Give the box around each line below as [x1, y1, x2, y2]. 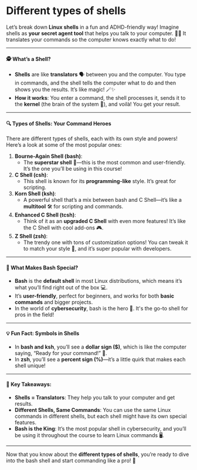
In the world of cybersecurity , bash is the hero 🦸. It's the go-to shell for [14, 305, 189, 312]
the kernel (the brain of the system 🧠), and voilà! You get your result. [14, 101, 181, 108]
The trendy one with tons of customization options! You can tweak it [23, 239, 189, 246]
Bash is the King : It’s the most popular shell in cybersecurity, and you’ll [14, 425, 186, 432]
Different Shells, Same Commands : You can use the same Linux [14, 406, 171, 413]
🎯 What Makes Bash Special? [6, 264, 79, 271]
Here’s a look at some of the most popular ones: [6, 141, 122, 148]
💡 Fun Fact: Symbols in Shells [6, 330, 80, 337]
